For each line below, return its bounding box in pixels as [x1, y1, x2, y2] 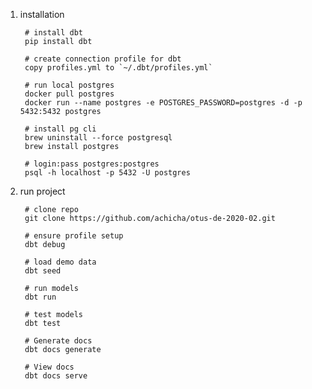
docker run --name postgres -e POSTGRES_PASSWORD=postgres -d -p [24, 98, 303, 108]
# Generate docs [24, 336, 93, 346]
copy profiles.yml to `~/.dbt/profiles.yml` [24, 63, 213, 73]
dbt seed [24, 266, 62, 276]
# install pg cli [24, 124, 97, 134]
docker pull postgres [24, 89, 115, 99]
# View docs [24, 362, 75, 372]
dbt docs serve [24, 371, 88, 381]
